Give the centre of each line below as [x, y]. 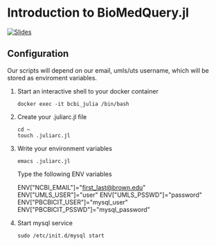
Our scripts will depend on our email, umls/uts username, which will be [108, 70]
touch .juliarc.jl [44, 135]
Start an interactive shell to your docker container [88, 91]
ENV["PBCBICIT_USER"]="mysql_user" [72, 202]
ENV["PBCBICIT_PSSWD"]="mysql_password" [83, 209]
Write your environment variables [65, 148]
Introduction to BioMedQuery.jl [98, 13]
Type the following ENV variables [64, 174]
